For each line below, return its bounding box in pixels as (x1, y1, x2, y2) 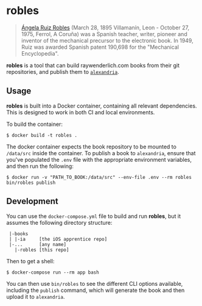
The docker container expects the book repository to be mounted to (6, 143, 176, 150)
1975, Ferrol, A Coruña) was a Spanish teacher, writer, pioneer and (21, 30, 187, 37)
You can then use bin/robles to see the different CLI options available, (6, 280, 183, 287)
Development (6, 196, 59, 206)
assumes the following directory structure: (6, 219, 113, 226)
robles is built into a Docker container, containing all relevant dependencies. (6, 102, 197, 109)
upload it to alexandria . (6, 293, 65, 300)
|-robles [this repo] (14, 247, 69, 253)
